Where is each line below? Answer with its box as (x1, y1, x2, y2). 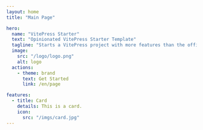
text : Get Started (22, 76, 69, 82)
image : (11, 48, 28, 54)
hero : (6, 25, 20, 31)
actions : (11, 64, 34, 70)
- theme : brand (17, 70, 56, 76)
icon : (17, 109, 31, 115)
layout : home (6, 8, 39, 15)
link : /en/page (22, 81, 61, 87)
